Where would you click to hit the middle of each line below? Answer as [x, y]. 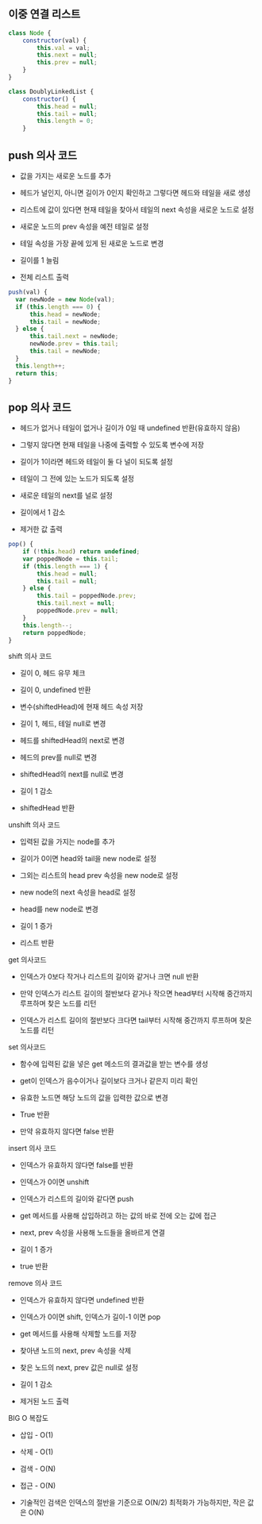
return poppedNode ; [55, 633]
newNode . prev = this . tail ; [74, 344]
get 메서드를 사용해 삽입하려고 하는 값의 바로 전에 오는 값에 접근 [118, 1216]
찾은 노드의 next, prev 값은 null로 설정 [79, 1368]
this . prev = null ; [67, 63]
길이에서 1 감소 [42, 512]
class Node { [30, 33]
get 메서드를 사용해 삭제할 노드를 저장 [78, 1334]
